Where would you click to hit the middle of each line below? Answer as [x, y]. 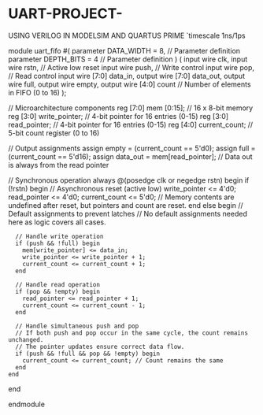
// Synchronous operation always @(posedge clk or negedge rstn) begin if [129, 180]
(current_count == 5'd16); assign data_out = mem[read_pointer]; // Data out [131, 156]
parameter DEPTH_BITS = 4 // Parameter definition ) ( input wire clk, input [128, 59]
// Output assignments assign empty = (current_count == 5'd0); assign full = [132, 148]
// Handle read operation [58, 284]
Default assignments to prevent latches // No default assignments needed [128, 213]
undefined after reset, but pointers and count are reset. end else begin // [126, 205]
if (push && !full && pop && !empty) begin [87, 354]
